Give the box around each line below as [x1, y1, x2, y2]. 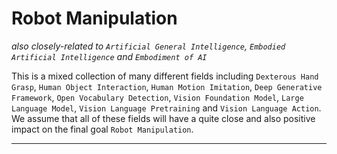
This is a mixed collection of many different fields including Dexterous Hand [11, 70, 319, 82]
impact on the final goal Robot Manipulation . [11, 123, 194, 135]
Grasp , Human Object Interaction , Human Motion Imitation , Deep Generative [11, 80, 323, 92]
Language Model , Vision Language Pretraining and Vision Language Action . [11, 102, 322, 114]
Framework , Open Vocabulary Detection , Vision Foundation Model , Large [11, 91, 304, 103]
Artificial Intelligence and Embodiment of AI [11, 50, 208, 62]
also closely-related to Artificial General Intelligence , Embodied [11, 40, 286, 52]
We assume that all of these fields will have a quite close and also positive [11, 112, 316, 124]
